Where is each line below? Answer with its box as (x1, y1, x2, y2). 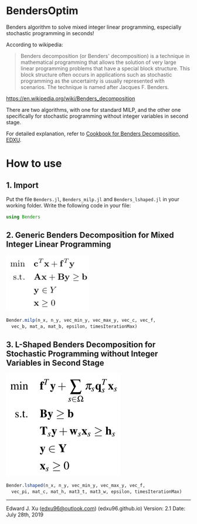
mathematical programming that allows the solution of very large (20, 59, 177, 66)
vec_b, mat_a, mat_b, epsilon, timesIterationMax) (11, 324, 138, 329)
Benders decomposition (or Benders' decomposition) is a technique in (20, 52, 190, 59)
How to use (6, 157, 62, 171)
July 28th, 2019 (6, 511, 44, 518)
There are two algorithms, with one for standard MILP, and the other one (6, 106, 181, 113)
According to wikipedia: (6, 41, 63, 48)
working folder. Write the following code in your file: (6, 202, 131, 209)
